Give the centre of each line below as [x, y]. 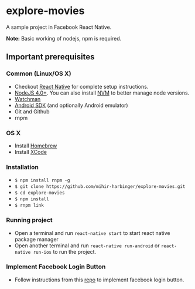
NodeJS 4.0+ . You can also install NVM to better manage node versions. [102, 93]
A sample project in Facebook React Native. [59, 27]
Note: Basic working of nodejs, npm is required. [64, 38]
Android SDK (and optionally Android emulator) [71, 105]
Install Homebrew [36, 146]
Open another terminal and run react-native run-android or [87, 246]
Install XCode [30, 152]
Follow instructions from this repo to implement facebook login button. [99, 280]
